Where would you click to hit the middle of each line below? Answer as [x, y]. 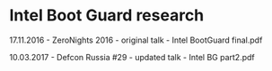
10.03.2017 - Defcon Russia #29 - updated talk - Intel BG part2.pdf [132, 57]
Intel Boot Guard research [107, 16]
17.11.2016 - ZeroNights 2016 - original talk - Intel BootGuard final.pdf [136, 40]
